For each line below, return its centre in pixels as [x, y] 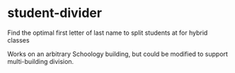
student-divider [55, 13]
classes [18, 40]
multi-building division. [41, 61]
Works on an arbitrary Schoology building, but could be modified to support [118, 54]
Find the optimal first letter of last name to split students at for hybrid [108, 33]
